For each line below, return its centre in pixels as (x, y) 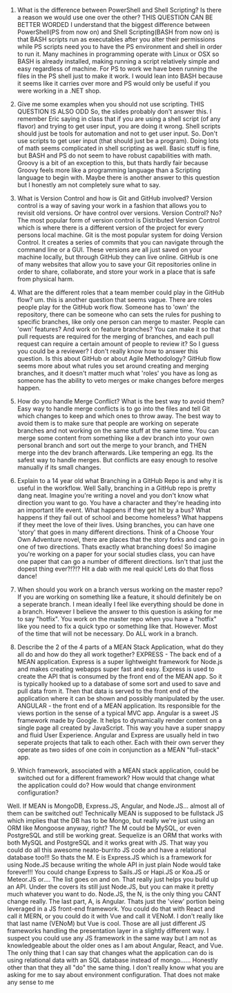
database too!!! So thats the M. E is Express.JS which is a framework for (109, 857)
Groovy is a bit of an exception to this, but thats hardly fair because (113, 163)
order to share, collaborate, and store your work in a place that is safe (116, 272)
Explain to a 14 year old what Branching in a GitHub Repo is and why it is (120, 481)
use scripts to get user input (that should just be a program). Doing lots (118, 141)
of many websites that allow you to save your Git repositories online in (117, 264)
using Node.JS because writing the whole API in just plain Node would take (114, 864)
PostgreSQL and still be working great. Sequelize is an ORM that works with (115, 835)
